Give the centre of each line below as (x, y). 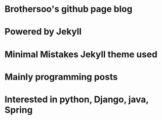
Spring (19, 110)
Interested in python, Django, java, (77, 99)
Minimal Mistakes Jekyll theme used (81, 54)
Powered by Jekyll (43, 32)
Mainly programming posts (61, 77)
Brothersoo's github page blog (69, 9)
